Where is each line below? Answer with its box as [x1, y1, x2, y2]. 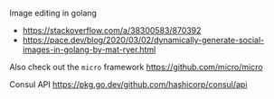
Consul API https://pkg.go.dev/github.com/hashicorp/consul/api [9, 79, 248, 89]
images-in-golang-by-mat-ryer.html [22, 44, 156, 55]
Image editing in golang [9, 8, 98, 18]
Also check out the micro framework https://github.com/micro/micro [9, 62, 264, 72]
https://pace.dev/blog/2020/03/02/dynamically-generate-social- [22, 35, 265, 45]
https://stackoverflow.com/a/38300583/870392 [22, 25, 202, 35]
